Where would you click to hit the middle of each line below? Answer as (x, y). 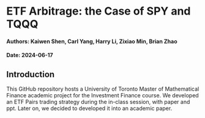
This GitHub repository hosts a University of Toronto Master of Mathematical (103, 89)
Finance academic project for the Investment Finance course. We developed (102, 95)
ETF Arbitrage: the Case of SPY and (99, 11)
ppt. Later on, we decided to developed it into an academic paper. (89, 108)
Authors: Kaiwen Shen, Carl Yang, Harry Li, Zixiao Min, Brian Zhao (92, 41)
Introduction (31, 74)
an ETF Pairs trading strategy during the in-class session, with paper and (98, 102)
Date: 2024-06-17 (30, 55)
